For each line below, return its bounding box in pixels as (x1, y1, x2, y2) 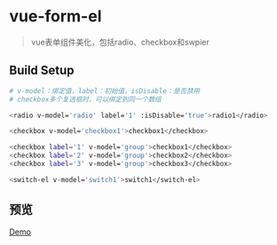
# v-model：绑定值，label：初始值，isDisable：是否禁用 (9, 86, 201, 95)
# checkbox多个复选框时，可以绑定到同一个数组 (9, 95, 162, 104)
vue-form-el (9, 6, 102, 27)
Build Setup (9, 63, 75, 78)
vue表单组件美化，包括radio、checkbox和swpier (30, 36, 210, 47)
